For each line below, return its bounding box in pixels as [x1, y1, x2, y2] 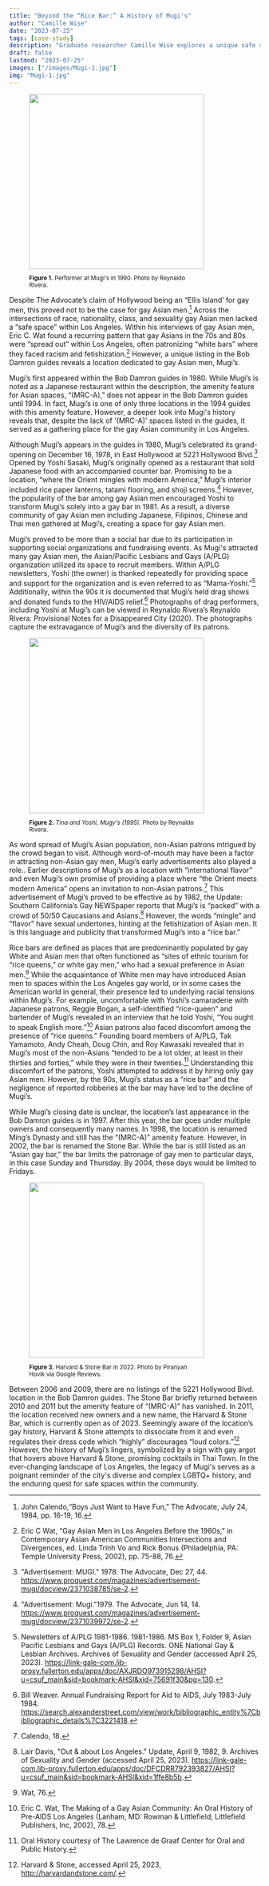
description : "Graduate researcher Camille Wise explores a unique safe [9, 42, 256, 50]
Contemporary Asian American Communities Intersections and [20, 1534, 227, 1544]
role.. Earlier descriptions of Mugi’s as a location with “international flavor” [9, 865, 253, 875]
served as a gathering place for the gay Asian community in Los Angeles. [9, 424, 250, 433]
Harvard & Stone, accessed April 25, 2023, [20, 1860, 162, 1870]
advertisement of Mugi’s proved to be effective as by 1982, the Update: [9, 892, 243, 902]
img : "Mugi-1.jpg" [9, 71, 70, 79]
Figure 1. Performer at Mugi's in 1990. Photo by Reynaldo [29, 274, 186, 283]
